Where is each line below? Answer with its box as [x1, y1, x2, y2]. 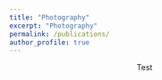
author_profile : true [9, 37, 90, 47]
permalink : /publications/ [9, 29, 110, 38]
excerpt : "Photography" [9, 21, 98, 30]
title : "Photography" [9, 12, 90, 22]
